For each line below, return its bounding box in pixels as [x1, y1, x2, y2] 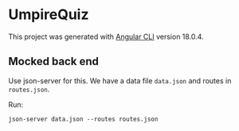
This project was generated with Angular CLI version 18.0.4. [8, 32, 205, 41]
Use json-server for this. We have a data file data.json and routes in [8, 75, 232, 85]
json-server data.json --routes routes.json [8, 115, 159, 123]
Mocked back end [8, 55, 100, 68]
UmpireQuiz [8, 6, 89, 24]
